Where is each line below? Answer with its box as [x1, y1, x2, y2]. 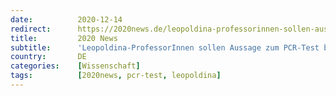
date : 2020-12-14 [10, 14, 123, 25]
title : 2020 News [10, 33, 118, 43]
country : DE [10, 52, 87, 62]
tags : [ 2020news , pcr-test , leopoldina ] [10, 71, 222, 81]
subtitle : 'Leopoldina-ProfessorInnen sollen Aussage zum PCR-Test [10, 42, 320, 53]
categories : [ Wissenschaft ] [10, 61, 141, 71]
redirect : [10, 24, 52, 34]
